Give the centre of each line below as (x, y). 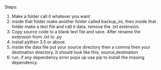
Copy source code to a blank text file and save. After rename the (76, 32)
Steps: (11, 7)
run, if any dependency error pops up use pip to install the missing (78, 57)
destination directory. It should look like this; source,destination (75, 52)
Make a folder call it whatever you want (51, 16)
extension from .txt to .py (37, 37)
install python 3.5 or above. (39, 42)
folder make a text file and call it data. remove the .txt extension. (76, 27)
